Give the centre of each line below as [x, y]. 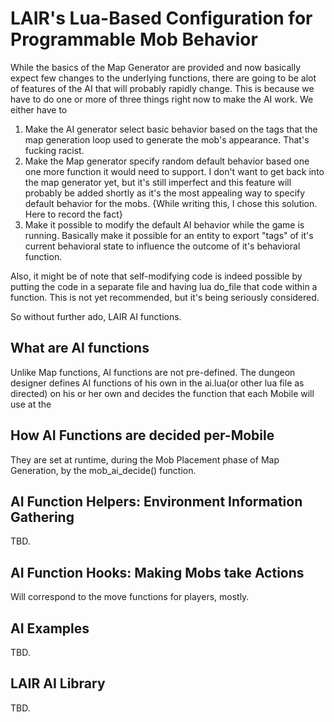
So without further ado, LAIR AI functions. [96, 316]
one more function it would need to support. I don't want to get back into [174, 171]
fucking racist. [54, 150]
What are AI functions [80, 348]
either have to [39, 109]
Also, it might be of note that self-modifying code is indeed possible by [156, 276]
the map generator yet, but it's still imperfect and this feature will [158, 182]
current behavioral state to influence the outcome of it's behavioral [162, 246]
